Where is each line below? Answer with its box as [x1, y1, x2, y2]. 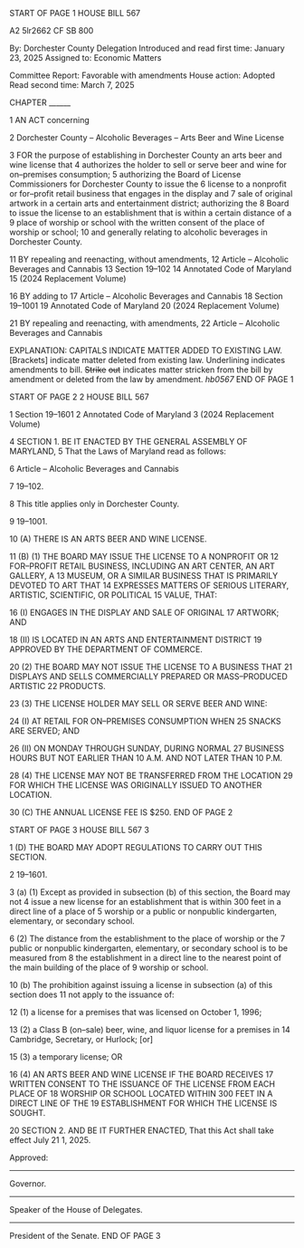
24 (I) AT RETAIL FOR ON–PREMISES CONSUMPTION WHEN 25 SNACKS [9, 715, 281, 726]
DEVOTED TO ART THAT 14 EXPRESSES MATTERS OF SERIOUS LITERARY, [9, 580, 290, 590]
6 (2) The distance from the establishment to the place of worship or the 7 [9, 933, 286, 944]
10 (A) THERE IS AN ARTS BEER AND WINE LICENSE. [9, 533, 207, 544]
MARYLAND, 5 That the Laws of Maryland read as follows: [9, 446, 226, 456]
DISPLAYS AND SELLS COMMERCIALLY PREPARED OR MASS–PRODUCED [9, 671, 288, 682]
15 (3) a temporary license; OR [9, 1051, 123, 1062]
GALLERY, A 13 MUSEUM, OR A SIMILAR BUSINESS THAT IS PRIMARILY [9, 571, 279, 581]
